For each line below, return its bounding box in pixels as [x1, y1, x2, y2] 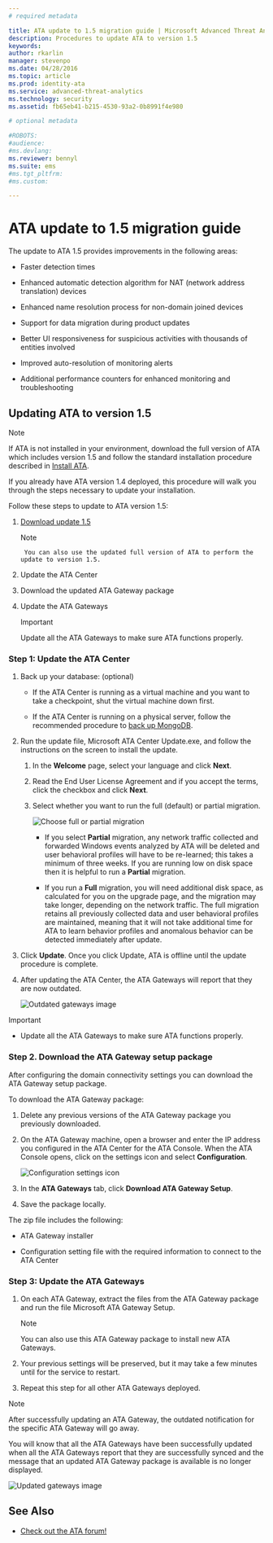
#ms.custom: [8, 177, 49, 186]
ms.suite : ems [8, 162, 57, 170]
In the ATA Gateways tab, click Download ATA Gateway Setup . [19, 1183, 233, 1193]
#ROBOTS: [8, 132, 38, 140]
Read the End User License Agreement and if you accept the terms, [32, 777, 258, 787]
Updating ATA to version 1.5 [8, 406, 152, 420]
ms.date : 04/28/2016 [8, 64, 79, 73]
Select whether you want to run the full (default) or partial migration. [32, 801, 261, 811]
